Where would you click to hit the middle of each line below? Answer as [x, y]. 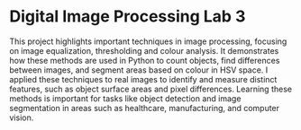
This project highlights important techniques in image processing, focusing [148, 41]
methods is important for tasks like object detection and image [125, 98]
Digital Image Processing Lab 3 [128, 17]
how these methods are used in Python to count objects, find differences [145, 60]
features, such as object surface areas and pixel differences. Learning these [151, 89]
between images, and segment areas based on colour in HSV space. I [139, 70]
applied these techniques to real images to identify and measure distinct [143, 79]
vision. [22, 117]
